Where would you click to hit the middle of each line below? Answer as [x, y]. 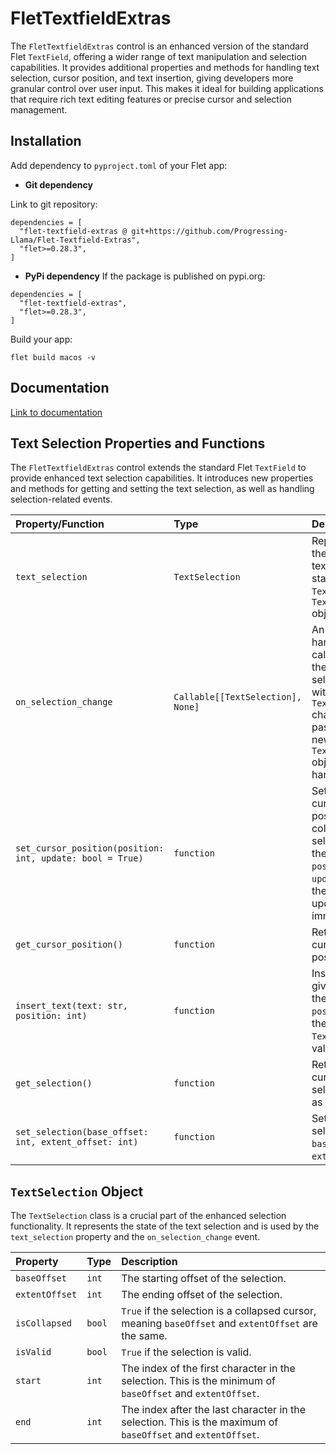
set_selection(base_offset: [82, 1132]
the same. [144, 1336]
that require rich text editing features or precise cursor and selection [151, 99]
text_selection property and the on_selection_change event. [135, 1237]
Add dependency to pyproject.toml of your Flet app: [119, 165]
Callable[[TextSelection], [237, 697]
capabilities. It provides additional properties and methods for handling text [165, 67]
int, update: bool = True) [79, 858]
